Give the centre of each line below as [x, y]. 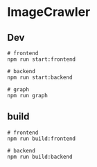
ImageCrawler [49, 12]
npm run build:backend [40, 157]
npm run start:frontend [42, 59]
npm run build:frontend [42, 139]
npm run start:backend [40, 77]
